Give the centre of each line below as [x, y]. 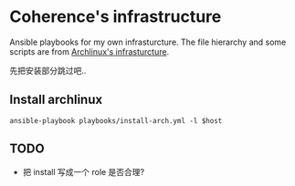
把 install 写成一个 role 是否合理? [84, 171]
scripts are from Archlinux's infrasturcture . [90, 51]
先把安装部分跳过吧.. [48, 70]
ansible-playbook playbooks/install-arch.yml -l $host [116, 120]
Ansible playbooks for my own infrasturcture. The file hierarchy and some [148, 42]
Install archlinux [56, 100]
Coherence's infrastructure [116, 17]
